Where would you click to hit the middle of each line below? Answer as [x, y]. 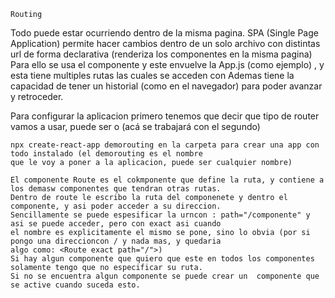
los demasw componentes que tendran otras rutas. [116, 189]
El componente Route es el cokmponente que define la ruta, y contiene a [167, 180]
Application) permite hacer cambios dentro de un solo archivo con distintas [165, 43]
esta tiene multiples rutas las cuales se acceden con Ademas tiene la [152, 75]
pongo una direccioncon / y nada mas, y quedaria [116, 241]
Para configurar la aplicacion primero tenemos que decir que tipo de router [165, 116]
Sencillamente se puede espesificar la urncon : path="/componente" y [160, 215]
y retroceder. [37, 96]
